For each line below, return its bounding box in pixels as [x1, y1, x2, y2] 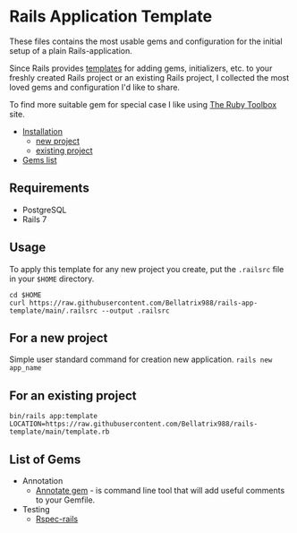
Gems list [21, 154, 57, 165]
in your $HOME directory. [9, 273, 95, 284]
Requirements [9, 181, 89, 196]
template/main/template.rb [9, 427, 110, 436]
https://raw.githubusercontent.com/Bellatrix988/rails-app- [29, 298, 258, 307]
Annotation [21, 476, 64, 486]
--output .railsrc [101, 306, 170, 315]
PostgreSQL [21, 204, 67, 215]
